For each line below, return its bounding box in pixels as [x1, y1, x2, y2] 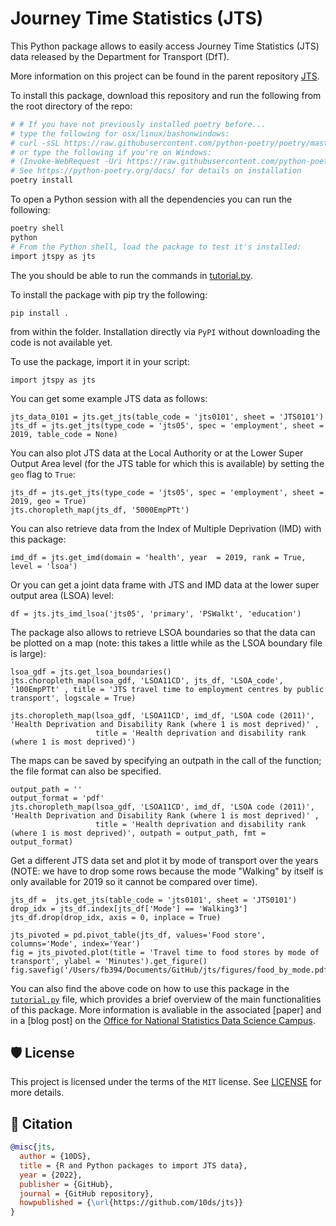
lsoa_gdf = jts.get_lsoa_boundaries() [10, 667, 172, 677]
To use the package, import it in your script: [10, 355, 190, 367]
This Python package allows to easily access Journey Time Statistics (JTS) [10, 40, 320, 52]
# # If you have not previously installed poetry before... [10, 119, 267, 129]
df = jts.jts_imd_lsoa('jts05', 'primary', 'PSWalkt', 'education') [10, 608, 302, 619]
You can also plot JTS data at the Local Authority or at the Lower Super [10, 447, 304, 459]
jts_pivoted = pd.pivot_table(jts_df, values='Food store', [10, 930, 267, 940]
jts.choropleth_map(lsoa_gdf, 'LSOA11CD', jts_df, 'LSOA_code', [10, 675, 284, 686]
